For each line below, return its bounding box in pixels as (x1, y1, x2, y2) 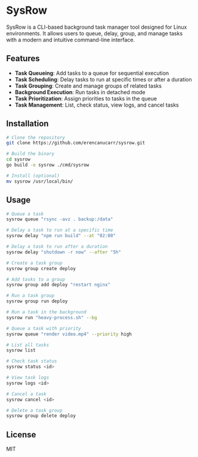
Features (6, 53, 40, 63)
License (6, 429, 36, 440)
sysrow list (6, 347, 36, 353)
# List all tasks (6, 342, 49, 348)
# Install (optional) (6, 172, 60, 178)
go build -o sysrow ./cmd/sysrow (6, 162, 89, 168)
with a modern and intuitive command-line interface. (6, 36, 135, 43)
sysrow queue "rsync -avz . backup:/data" (6, 216, 113, 222)
